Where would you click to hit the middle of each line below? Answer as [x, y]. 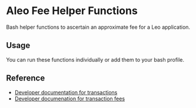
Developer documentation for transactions [66, 92]
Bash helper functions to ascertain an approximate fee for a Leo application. [98, 27]
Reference [26, 78]
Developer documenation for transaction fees [70, 99]
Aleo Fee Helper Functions [72, 11]
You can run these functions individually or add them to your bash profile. [95, 59]
